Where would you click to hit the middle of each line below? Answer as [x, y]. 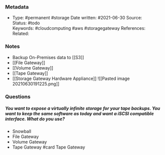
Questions [18, 96]
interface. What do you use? [35, 119]
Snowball [22, 131]
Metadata [17, 7]
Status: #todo [26, 23]
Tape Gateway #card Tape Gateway [49, 147]
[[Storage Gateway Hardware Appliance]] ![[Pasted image [71, 78]
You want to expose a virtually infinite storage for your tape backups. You [83, 108]
